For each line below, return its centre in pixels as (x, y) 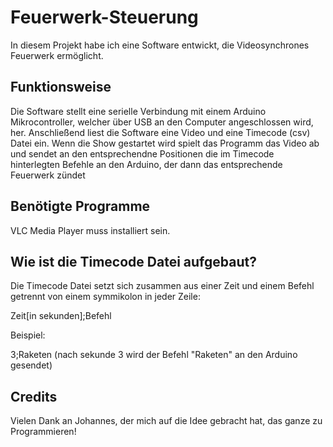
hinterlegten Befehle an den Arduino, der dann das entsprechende (146, 164)
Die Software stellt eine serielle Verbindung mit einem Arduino (138, 111)
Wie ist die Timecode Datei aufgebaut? (133, 261)
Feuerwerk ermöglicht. (57, 55)
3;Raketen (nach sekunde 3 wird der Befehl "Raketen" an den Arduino (154, 355)
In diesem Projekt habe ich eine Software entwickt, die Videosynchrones (160, 45)
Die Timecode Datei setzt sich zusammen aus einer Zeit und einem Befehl (162, 286)
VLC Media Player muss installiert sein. (90, 230)
